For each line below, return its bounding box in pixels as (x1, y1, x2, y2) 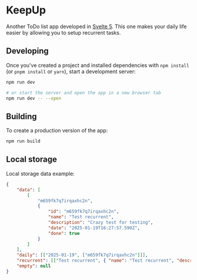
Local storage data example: (6, 170, 75, 177)
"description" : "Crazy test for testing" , (47, 220, 154, 226)
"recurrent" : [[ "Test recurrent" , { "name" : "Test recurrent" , (16, 258, 175, 264)
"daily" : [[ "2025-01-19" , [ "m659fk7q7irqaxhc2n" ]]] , (16, 252, 148, 258)
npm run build (6, 138, 41, 144)
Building (6, 111, 37, 121)
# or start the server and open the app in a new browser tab (6, 90, 161, 95)
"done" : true (47, 230, 80, 236)
